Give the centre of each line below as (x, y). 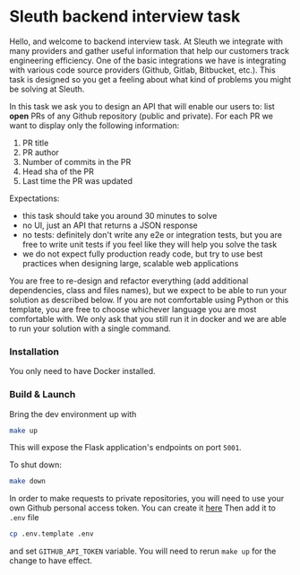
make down (28, 482)
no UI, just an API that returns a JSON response (110, 225)
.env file (24, 518)
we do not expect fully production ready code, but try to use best (142, 254)
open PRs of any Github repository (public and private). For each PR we (141, 116)
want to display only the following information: (94, 125)
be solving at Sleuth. (47, 89)
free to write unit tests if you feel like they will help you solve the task (150, 244)
